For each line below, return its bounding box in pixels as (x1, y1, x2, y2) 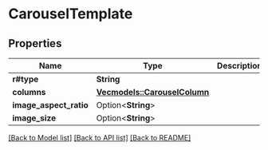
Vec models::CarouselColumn (96, 87, 210, 97)
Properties (8, 37, 62, 50)
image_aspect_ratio (12, 100, 89, 110)
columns (12, 87, 46, 97)
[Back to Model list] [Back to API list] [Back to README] (8, 133, 191, 142)
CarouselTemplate (8, 5, 133, 23)
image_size (12, 112, 57, 124)
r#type (12, 73, 39, 85)
